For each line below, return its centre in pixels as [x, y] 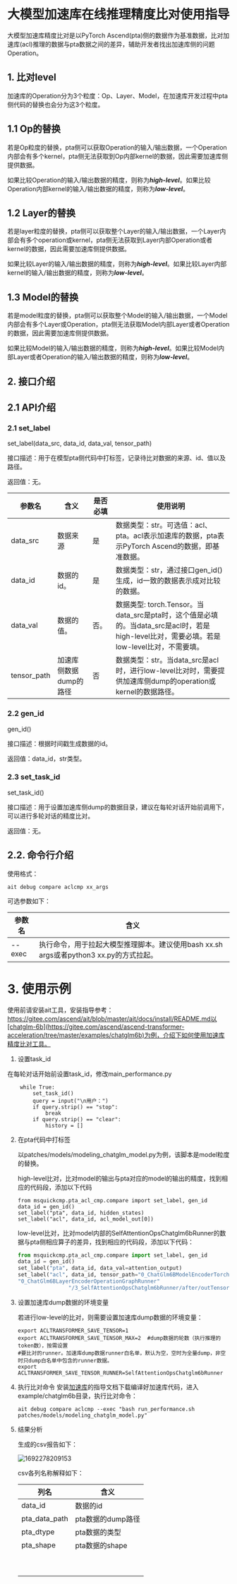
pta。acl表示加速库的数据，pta [166, 536]
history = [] [64, 1125]
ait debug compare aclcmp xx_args [58, 887]
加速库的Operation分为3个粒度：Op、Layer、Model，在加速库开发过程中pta [117, 95]
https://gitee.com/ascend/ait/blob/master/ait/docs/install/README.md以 [112, 1018]
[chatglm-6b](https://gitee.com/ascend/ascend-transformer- [96, 1027]
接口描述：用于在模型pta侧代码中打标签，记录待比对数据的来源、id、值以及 [117, 458]
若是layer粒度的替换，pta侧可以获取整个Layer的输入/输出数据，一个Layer [114, 231]
